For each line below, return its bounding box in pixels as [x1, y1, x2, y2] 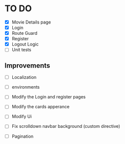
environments [11, 84, 40, 90]
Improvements [4, 61, 50, 70]
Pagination [11, 133, 34, 139]
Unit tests [11, 47, 31, 53]
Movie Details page [11, 19, 51, 25]
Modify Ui [11, 114, 32, 120]
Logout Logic [11, 41, 39, 47]
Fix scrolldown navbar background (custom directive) [11, 123, 121, 129]
